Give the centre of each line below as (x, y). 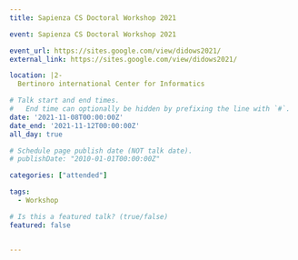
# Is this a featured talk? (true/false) (89, 216)
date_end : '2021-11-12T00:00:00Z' (75, 125)
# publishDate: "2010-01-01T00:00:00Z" (85, 159)
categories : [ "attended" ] (58, 175)
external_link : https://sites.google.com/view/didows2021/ (124, 59)
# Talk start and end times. (65, 101)
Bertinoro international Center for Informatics (111, 84)
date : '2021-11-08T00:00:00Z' (67, 117)
